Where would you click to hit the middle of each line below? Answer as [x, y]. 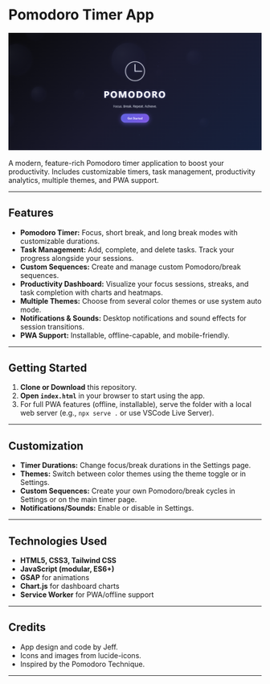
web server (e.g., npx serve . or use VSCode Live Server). [117, 413]
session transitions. [52, 326]
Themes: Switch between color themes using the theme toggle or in [133, 474]
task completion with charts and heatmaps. [91, 292]
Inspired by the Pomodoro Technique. [82, 664]
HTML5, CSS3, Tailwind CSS [68, 560]
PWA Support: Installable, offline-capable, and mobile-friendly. [125, 335]
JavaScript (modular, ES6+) [67, 569]
